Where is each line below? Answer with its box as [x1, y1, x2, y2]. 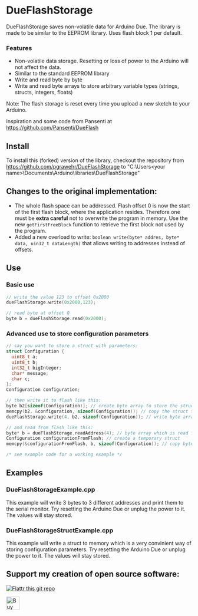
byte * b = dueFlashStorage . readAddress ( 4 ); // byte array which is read [6, 430, 189, 436]
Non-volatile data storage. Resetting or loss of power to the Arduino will [14, 57, 189, 65]
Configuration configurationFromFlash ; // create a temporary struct [6, 436, 181, 442]
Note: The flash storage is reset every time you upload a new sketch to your [6, 100, 190, 107]
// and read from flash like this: [6, 424, 94, 430]
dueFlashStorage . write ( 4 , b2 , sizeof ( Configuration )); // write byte [6, 414, 181, 420]
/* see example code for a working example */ [6, 452, 123, 457]
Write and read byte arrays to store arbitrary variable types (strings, [14, 83, 179, 90]
